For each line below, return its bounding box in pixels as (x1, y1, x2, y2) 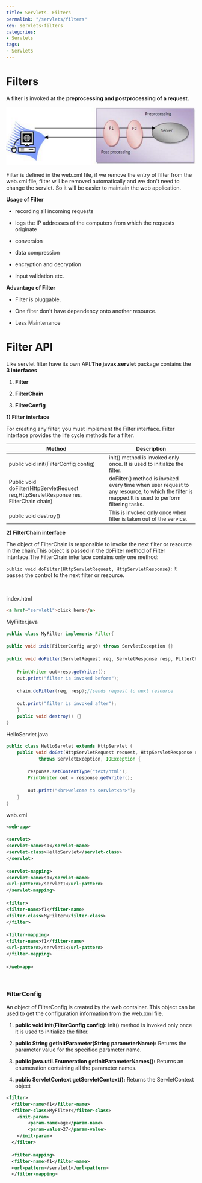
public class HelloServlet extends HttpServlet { (6, 743, 133, 749)
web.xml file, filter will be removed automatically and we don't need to (6, 178, 180, 185)
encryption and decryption (14, 261, 81, 268)
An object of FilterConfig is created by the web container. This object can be (6, 1003, 195, 1010)
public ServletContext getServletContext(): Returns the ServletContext (14, 1076, 194, 1083)
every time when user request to (109, 482, 189, 489)
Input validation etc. (14, 272, 64, 280)
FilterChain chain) (8, 497, 53, 505)
